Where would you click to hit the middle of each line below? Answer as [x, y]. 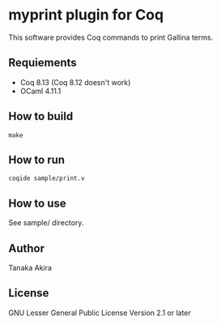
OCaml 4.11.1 [40, 91]
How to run [37, 160]
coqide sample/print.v [47, 179]
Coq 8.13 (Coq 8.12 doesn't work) [75, 82]
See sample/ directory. [46, 223]
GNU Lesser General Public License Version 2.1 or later [100, 313]
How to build [41, 116]
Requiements [42, 63]
